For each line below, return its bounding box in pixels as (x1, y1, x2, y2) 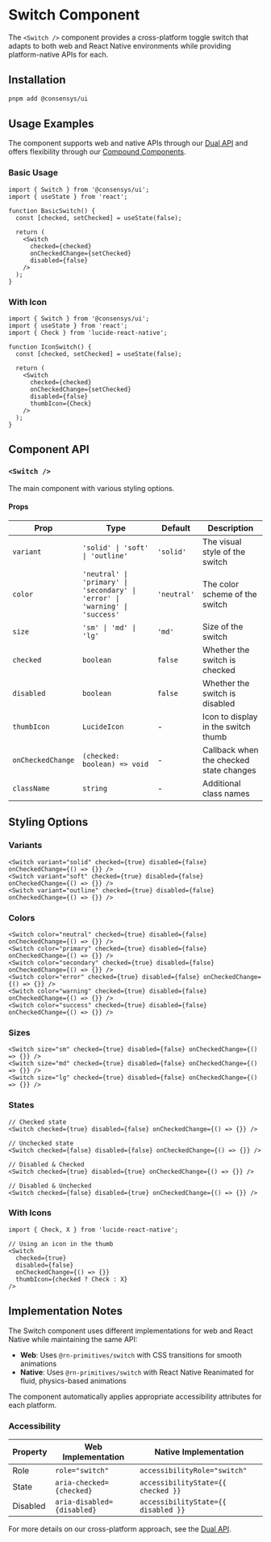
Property (12, 1446, 48, 1457)
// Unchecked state (8, 1139, 74, 1147)
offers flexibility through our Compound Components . (8, 147, 187, 157)
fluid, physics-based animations (19, 1375, 127, 1385)
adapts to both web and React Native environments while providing (8, 40, 231, 50)
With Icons (8, 1207, 52, 1218)
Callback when (202, 744, 259, 756)
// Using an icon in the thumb (8, 1239, 114, 1248)
